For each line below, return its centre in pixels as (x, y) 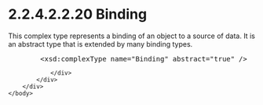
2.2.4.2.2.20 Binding (78, 14)
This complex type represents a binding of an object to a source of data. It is (131, 36)
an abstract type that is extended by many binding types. (100, 44)
